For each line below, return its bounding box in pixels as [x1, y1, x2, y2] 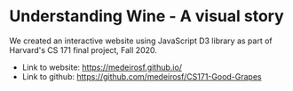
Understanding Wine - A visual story [9, 6, 284, 27]
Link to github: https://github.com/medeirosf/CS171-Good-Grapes [21, 71, 262, 81]
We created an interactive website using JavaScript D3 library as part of [9, 35, 273, 46]
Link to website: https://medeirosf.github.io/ [21, 62, 182, 72]
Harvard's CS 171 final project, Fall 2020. [9, 44, 158, 55]
